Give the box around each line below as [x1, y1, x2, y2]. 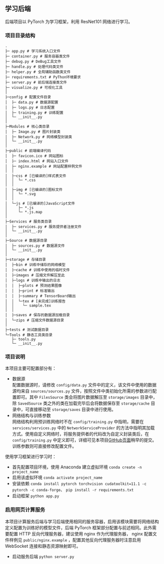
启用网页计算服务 [5, 507, 45, 513]
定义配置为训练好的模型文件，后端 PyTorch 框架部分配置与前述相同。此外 [5, 524, 152, 531]
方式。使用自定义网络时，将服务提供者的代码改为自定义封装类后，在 [12, 431, 149, 437]
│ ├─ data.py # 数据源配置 [5, 100, 59, 105]
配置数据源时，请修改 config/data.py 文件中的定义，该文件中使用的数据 [12, 382, 157, 388]
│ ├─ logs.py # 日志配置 [5, 105, 55, 110]
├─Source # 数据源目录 [5, 238, 48, 243]
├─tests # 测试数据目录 [5, 328, 49, 333]
